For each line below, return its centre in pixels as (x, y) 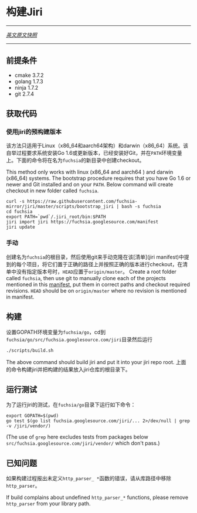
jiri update (21, 227)
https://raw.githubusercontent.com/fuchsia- (82, 202)
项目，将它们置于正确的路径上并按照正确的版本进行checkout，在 (104, 264)
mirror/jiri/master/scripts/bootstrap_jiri (60, 207)
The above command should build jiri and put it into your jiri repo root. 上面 (96, 362)
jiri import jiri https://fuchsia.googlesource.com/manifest (82, 222)
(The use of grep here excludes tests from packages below (77, 437)
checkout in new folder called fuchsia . (52, 191)
